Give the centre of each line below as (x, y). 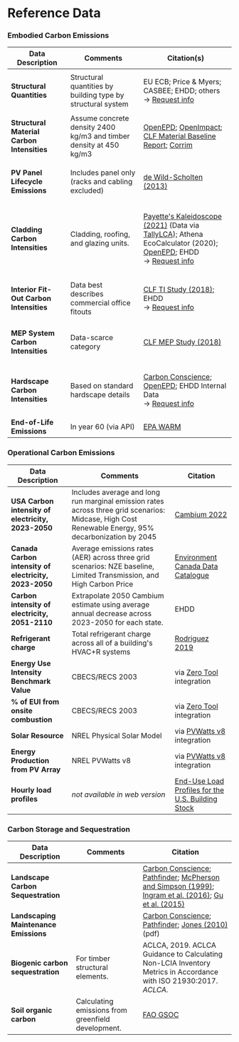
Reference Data (54, 13)
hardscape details (100, 395)
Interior (24, 290)
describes (87, 294)
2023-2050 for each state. (117, 622)
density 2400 (93, 128)
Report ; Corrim (168, 145)
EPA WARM (162, 427)
